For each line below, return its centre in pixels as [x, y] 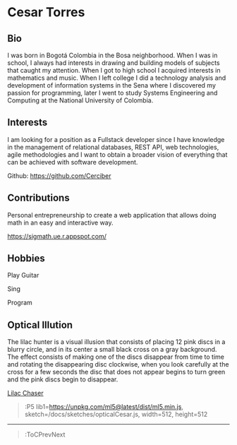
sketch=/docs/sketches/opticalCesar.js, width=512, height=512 [116, 415]
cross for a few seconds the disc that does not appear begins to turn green [116, 372]
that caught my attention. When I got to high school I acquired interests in [114, 70]
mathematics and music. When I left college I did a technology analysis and [117, 78]
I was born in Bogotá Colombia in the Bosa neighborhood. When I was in [113, 55]
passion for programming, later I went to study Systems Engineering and [113, 93]
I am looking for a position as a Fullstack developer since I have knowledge [116, 139]
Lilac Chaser [25, 393]
